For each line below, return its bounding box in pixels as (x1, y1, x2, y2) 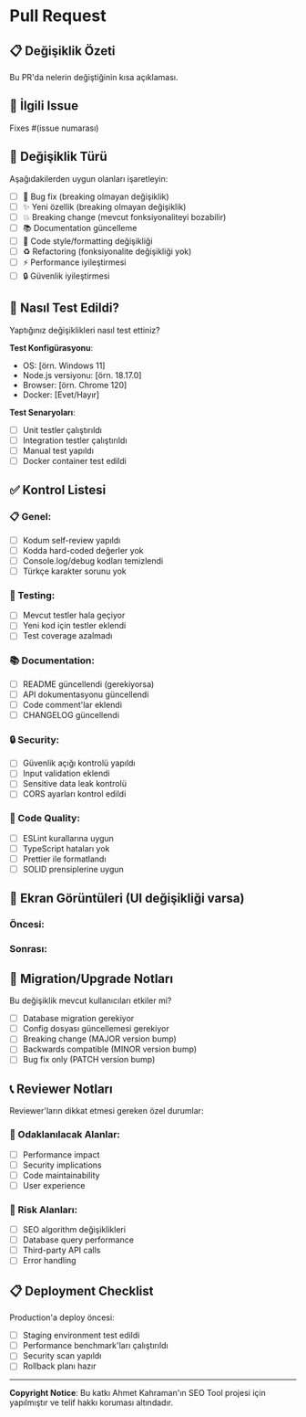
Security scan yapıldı (22, 1350, 102, 1361)
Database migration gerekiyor (22, 1013, 135, 1024)
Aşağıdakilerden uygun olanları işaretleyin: (9, 173, 168, 184)
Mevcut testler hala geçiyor (22, 609, 126, 621)
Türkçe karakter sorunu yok (22, 566, 127, 576)
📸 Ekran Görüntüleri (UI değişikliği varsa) (9, 891, 245, 906)
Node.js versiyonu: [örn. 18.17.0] (22, 369, 142, 380)
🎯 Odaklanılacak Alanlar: (9, 1128, 121, 1141)
